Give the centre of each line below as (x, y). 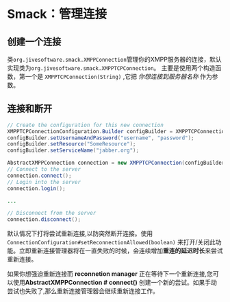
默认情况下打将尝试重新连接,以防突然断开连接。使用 (80, 233)
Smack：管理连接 (57, 14)
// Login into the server (44, 182)
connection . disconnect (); (44, 220)
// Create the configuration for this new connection (86, 125)
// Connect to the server (44, 170)
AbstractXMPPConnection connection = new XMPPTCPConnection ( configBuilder (116, 163)
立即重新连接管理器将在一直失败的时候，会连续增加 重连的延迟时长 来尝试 (121, 251)
